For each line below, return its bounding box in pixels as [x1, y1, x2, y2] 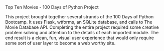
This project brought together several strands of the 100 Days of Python [5, 14, 154, 19]
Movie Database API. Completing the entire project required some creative [5, 24, 159, 30]
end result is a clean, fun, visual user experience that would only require [5, 35, 154, 41]
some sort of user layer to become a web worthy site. [5, 40, 116, 46]
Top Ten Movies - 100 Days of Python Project [5, 4, 99, 10]
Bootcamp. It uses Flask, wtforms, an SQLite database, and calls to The [5, 19, 153, 25]
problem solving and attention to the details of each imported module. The [5, 30, 159, 35]
